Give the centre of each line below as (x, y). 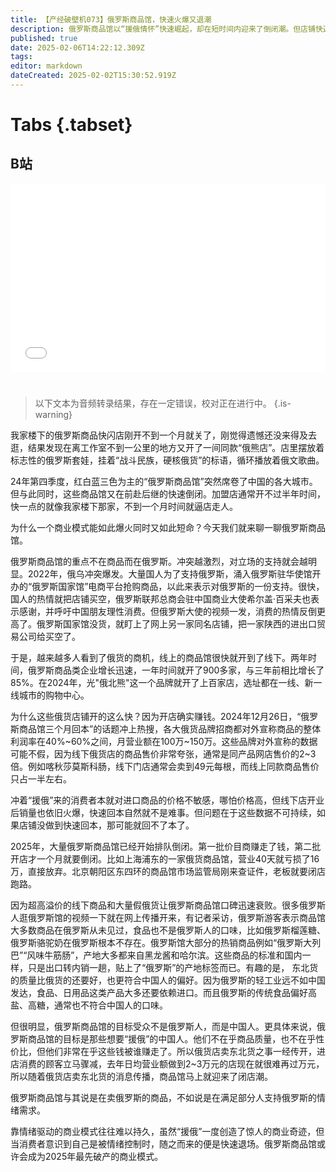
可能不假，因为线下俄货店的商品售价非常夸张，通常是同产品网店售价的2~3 (163, 754)
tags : (21, 57)
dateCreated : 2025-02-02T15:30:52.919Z (93, 76)
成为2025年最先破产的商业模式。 (95, 1157)
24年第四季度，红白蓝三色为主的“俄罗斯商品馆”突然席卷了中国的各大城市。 (164, 482)
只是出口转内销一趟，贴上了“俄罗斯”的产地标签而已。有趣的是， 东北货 (173, 968)
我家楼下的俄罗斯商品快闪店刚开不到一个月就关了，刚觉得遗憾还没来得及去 (163, 435)
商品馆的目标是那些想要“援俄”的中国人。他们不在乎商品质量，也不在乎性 (176, 1039)
